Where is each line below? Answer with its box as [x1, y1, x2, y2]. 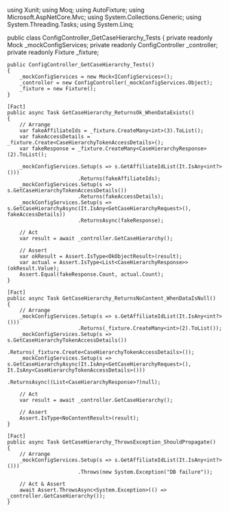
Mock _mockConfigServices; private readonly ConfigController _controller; [7, 41, 218, 49]
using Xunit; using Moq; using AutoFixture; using [7, 6, 145, 14]
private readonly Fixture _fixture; [7, 48, 99, 56]
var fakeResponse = [19, 145, 75, 152]
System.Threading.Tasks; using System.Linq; [7, 21, 134, 28]
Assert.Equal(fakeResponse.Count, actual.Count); [19, 271, 165, 278]
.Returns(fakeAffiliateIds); [77, 175, 161, 182]
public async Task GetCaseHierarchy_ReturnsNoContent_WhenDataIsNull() [7, 295, 216, 302]
